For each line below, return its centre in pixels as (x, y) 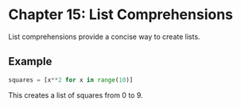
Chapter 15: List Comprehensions (120, 15)
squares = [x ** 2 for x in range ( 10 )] (71, 80)
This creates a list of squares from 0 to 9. (76, 95)
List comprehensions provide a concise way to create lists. (104, 37)
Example (30, 62)
